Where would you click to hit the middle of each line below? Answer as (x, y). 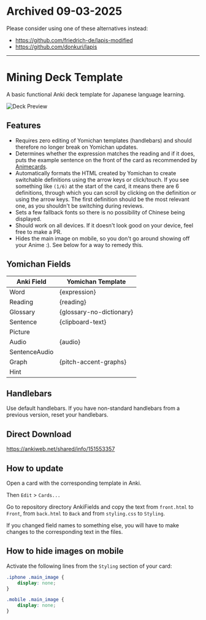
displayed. (28, 219)
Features (24, 126)
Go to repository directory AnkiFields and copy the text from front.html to (100, 507)
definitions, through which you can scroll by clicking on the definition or (105, 192)
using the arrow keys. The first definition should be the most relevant (102, 199)
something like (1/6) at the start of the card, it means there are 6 (97, 186)
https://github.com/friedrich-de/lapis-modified (74, 40)
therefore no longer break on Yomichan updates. (77, 147)
